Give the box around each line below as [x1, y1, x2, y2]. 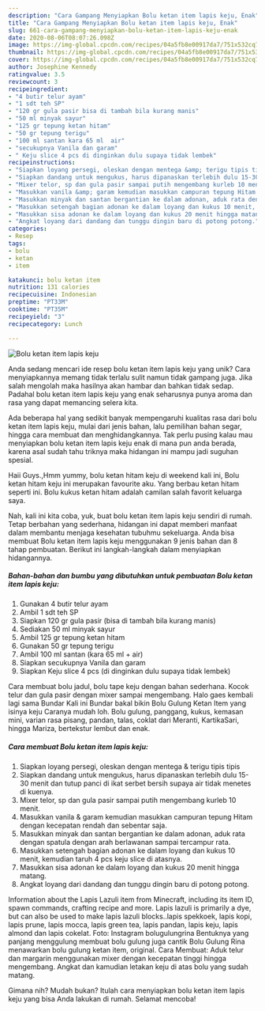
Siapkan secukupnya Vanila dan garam [19, 658, 146, 668]
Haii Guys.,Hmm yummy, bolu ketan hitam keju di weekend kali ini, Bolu [8, 470, 240, 479]
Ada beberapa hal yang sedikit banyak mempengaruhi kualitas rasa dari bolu [8, 413, 257, 422]
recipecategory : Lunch [8, 320, 83, 328]
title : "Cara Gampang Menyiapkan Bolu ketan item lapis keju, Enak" [8, 19, 238, 27]
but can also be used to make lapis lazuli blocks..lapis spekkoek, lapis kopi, [8, 911, 252, 922]
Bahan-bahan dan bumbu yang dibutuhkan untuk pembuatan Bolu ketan [8, 571, 253, 581]
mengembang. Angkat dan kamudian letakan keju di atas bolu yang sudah [8, 962, 248, 971]
